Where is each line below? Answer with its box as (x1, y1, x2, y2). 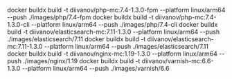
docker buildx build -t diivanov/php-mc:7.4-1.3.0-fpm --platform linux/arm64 (7, 6, 226, 14)
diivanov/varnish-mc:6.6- (141, 57, 214, 65)
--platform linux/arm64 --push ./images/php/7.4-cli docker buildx (30, 21, 218, 28)
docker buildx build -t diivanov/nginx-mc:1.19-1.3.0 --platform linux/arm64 (7, 49, 218, 58)
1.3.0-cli (7, 21, 30, 28)
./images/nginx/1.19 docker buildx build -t (23, 57, 141, 65)
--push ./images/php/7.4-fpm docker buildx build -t (7, 13, 154, 21)
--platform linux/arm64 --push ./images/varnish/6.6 (21, 65, 170, 72)
